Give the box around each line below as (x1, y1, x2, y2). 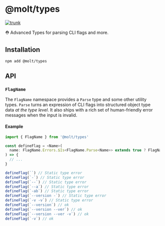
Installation (5, 46, 40, 54)
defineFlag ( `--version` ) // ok (5, 202, 69, 207)
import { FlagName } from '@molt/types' (5, 134, 89, 140)
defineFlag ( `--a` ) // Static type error (5, 184, 89, 189)
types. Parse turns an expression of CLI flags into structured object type (5, 102, 151, 108)
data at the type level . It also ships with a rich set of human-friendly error (5, 107, 153, 113)
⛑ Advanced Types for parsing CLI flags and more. (5, 29, 109, 35)
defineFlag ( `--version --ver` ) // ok (5, 207, 82, 212)
